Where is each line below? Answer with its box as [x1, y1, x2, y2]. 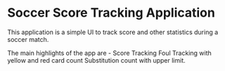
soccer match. [7, 35, 49, 43]
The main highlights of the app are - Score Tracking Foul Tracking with [7, 49, 212, 57]
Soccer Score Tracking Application [7, 5, 216, 21]
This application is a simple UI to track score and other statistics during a [7, 28, 219, 36]
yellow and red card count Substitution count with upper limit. [7, 56, 186, 64]
